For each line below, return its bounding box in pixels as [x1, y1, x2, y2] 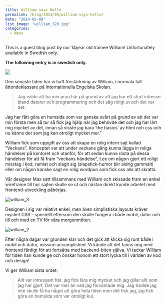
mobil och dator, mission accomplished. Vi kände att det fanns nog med [5, 242, 153, 247]
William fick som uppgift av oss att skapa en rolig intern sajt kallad [5, 140, 141, 145]
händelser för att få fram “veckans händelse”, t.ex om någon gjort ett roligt [5, 156, 158, 162]
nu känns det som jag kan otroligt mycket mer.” [5, 130, 102, 136]
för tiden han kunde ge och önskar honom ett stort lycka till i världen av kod [5, 252, 161, 258]
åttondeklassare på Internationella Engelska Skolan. [5, 84, 111, 90]
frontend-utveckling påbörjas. [5, 187, 67, 193]
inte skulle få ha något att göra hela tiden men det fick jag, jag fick [17, 288, 154, 293]
